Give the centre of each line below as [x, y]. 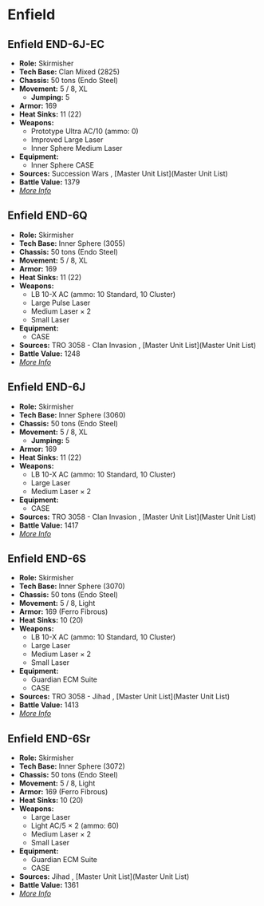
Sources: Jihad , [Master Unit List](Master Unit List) [104, 876]
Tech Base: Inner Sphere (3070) [72, 586]
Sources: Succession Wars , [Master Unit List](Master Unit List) [123, 174]
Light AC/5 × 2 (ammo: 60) [75, 826]
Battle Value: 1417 [49, 525]
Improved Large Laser [67, 140]
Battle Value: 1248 [49, 354]
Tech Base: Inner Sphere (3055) [72, 243]
